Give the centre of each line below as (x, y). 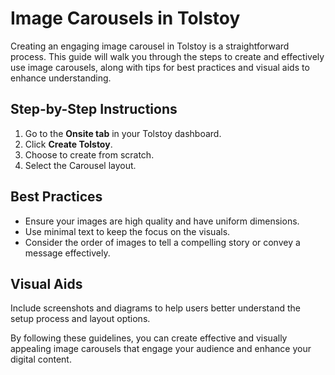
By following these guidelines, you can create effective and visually (149, 338)
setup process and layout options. (80, 319)
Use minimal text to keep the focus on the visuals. (127, 231)
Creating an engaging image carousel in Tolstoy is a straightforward (150, 46)
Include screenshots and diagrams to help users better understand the (155, 308)
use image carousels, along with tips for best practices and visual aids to (160, 67)
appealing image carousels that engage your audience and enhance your (161, 349)
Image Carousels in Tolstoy (125, 18)
